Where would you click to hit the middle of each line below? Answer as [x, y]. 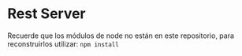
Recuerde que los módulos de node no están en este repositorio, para [121, 35]
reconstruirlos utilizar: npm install [63, 43]
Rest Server [47, 14]
